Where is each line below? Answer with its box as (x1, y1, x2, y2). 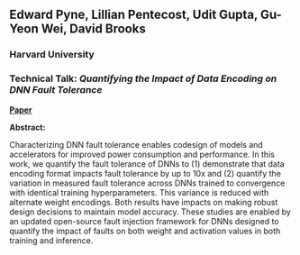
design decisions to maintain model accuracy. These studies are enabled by (9, 206, 291, 217)
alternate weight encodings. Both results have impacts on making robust (9, 196, 278, 207)
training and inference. (9, 234, 94, 246)
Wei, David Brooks (41, 22, 146, 37)
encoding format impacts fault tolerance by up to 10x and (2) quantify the (9, 168, 282, 178)
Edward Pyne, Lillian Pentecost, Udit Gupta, (9, 7, 259, 23)
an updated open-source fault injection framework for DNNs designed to (9, 215, 279, 226)
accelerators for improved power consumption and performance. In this (9, 149, 275, 159)
